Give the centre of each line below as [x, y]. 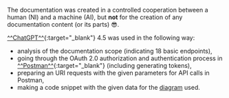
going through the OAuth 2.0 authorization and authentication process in [120, 58]
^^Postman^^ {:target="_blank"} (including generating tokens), [104, 65]
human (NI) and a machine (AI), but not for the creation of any [95, 17]
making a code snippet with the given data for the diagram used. [109, 87]
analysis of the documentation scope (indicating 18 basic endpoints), [115, 51]
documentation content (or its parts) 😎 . [63, 24]
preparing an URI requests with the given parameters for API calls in [113, 73]
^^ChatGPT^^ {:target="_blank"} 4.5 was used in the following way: [101, 38]
